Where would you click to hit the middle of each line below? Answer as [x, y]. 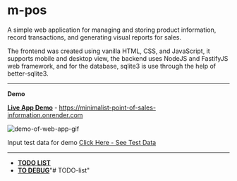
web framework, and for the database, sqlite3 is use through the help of [112, 66]
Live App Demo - [32, 107]
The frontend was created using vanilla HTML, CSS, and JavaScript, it [109, 51]
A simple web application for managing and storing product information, [112, 30]
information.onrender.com [45, 115]
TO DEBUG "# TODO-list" [54, 170]
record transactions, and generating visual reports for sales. [95, 37]
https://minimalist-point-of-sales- [108, 107]
